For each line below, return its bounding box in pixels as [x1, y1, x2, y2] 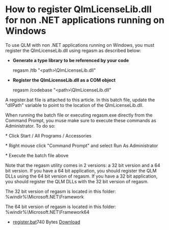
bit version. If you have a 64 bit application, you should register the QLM [5, 167, 157, 174]
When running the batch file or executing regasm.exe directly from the [5, 112, 153, 118]
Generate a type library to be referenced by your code [12, 57, 129, 63]
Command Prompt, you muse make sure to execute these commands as [5, 117, 156, 123]
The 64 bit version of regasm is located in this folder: [5, 204, 117, 210]
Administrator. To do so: [5, 123, 55, 129]
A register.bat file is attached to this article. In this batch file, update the [5, 97, 155, 103]
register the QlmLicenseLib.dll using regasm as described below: [5, 47, 142, 53]
